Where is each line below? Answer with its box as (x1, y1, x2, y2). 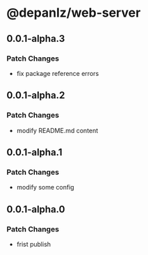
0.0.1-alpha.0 (6, 203, 65, 215)
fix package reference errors (16, 69, 99, 77)
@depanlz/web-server (6, 5, 141, 21)
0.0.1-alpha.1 (6, 146, 63, 158)
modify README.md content (16, 126, 99, 134)
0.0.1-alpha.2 (6, 89, 65, 102)
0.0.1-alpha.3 (6, 33, 65, 45)
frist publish (16, 240, 51, 248)
